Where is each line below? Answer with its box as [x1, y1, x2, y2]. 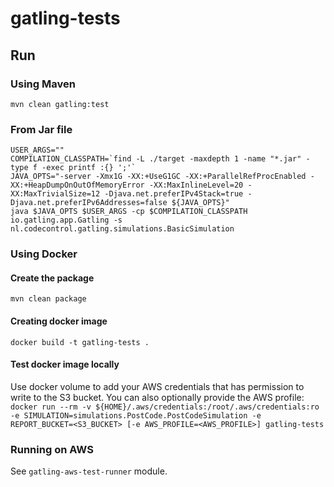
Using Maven [10, 77, 76, 91]
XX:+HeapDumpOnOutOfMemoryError [10, 180, 145, 191]
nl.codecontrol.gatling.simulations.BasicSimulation [10, 224, 235, 234]
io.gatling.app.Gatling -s [10, 215, 123, 226]
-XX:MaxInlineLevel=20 [148, 180, 244, 191]
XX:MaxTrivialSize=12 [10, 189, 101, 199]
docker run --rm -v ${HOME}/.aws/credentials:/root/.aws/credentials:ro [10, 402, 320, 412]
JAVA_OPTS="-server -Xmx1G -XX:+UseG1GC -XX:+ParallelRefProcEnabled [10, 172, 307, 182]
